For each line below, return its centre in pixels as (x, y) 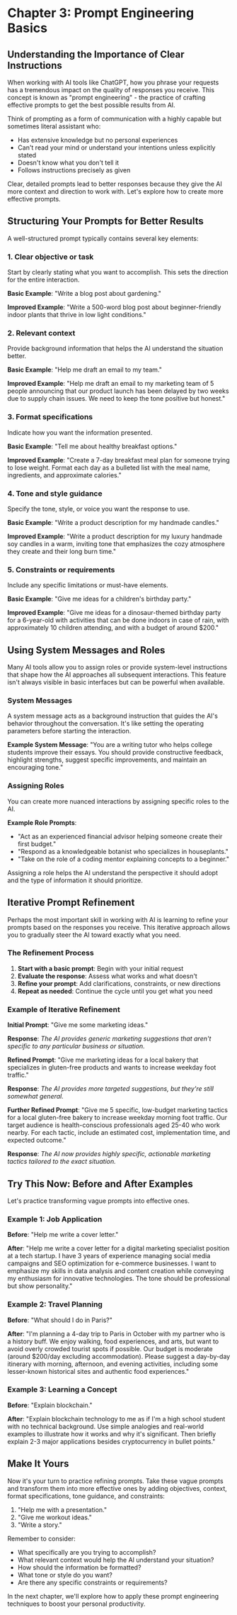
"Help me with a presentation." (62, 1509)
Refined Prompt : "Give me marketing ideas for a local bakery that (103, 1060)
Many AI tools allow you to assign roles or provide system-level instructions (117, 667)
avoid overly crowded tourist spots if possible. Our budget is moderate (110, 1348)
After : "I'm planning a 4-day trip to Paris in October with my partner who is (116, 1333)
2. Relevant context (41, 333)
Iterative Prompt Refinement (71, 903)
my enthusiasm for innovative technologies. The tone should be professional (118, 1279)
